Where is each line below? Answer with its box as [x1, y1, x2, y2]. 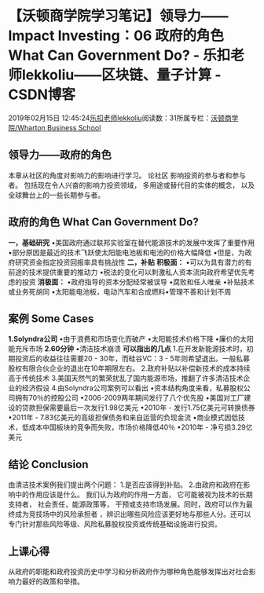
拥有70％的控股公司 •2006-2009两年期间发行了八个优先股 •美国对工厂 [14, 394, 244, 403]
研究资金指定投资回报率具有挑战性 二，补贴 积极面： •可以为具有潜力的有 [14, 257, 252, 267]
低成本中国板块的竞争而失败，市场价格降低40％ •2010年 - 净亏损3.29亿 [21, 423, 253, 432]
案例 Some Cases [8, 312, 94, 325]
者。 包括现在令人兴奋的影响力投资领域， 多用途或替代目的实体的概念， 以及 [8, 180, 255, 189]
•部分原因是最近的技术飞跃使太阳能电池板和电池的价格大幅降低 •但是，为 [8, 247, 245, 257]
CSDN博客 [8, 86, 76, 104]
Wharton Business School [17, 123, 101, 132]
